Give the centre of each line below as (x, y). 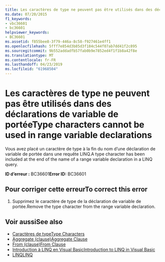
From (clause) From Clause (39, 244)
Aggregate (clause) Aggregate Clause (50, 239)
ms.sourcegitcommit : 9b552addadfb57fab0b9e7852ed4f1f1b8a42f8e (71, 51)
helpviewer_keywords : (27, 32)
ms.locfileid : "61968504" (31, 69)
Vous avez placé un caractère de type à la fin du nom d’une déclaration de (80, 148)
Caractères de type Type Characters (48, 233)
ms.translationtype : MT (29, 55)
